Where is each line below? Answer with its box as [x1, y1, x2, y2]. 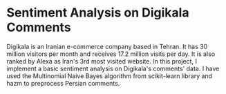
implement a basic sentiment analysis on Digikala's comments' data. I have [6, 64, 220, 73]
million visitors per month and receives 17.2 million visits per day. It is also [6, 50, 216, 58]
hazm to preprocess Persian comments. [6, 79, 120, 87]
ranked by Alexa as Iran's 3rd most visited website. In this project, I [6, 57, 198, 65]
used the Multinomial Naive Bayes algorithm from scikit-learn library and [6, 71, 212, 80]
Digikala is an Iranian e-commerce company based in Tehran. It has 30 [6, 42, 208, 50]
